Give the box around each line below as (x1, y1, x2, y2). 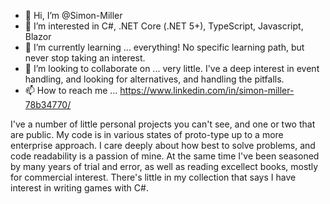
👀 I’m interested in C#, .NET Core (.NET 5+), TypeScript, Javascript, (24, 20, 304, 32)
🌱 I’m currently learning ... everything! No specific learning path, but (24, 41, 305, 53)
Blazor (24, 31, 52, 42)
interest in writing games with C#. (10, 182, 149, 194)
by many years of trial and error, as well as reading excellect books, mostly (10, 161, 319, 172)
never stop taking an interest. (24, 52, 146, 64)
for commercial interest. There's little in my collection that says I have (10, 171, 297, 183)
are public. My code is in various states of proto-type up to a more (10, 129, 284, 140)
